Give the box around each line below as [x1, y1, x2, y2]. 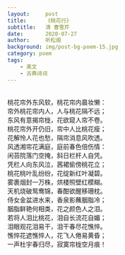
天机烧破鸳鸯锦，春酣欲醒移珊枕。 [7, 186, 107, 195]
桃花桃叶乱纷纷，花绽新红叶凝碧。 [7, 168, 107, 178]
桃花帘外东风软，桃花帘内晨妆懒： [7, 97, 107, 107]
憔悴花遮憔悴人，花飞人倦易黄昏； [7, 231, 107, 239]
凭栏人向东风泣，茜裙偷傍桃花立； [7, 160, 107, 168]
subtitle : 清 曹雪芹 [7, 23, 70, 31]
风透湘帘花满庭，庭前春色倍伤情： [7, 142, 107, 151]
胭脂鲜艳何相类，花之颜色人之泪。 [7, 204, 107, 213]
